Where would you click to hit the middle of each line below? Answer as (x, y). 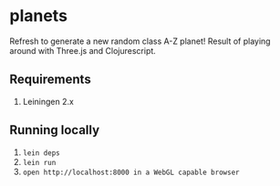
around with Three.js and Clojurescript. (83, 50)
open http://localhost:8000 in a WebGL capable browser (131, 172)
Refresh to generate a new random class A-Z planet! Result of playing (140, 41)
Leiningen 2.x (48, 101)
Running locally (55, 130)
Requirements (50, 80)
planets (39, 16)
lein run (39, 162)
